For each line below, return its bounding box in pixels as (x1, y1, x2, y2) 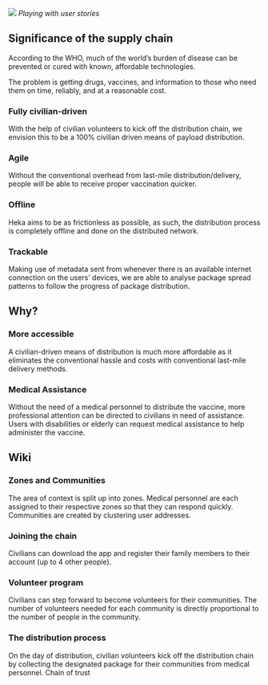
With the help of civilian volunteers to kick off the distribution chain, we (8, 124, 242, 134)
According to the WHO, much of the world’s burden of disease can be (8, 53, 238, 63)
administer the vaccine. (8, 428, 86, 437)
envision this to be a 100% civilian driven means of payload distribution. (8, 132, 245, 142)
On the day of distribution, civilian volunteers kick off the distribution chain (8, 651, 254, 660)
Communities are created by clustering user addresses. (8, 510, 191, 520)
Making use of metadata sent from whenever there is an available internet (8, 265, 252, 274)
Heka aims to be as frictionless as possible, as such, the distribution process (8, 217, 261, 227)
